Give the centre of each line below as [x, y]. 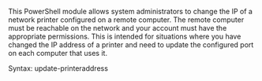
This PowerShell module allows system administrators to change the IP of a [130, 11]
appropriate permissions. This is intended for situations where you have [125, 36]
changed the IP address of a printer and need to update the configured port [131, 45]
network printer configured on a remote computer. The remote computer [126, 20]
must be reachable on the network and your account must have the [118, 28]
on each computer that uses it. [58, 53]
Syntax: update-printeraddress [58, 68]
